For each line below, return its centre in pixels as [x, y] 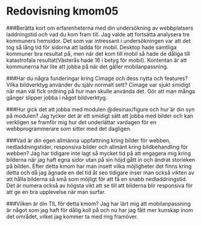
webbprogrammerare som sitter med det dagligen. [69, 128]
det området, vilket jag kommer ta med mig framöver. [72, 216]
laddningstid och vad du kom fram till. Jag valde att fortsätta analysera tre [98, 34]
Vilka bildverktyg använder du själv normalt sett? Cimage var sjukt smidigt [98, 85]
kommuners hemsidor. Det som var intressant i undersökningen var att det [99, 41]
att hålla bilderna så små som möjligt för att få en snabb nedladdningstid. [97, 179]
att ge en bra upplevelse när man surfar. [56, 191]
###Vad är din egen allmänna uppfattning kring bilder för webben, [88, 140]
